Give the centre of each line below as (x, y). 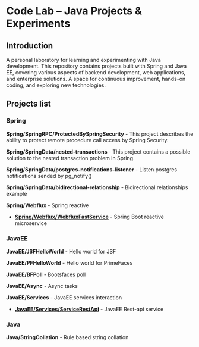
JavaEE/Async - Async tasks (42, 286)
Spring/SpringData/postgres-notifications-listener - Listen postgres (91, 169)
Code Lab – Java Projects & (74, 11)
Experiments (38, 24)
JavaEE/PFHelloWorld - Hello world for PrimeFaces (70, 262)
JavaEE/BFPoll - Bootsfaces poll (46, 274)
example (17, 193)
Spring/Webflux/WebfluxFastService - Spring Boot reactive (89, 217)
